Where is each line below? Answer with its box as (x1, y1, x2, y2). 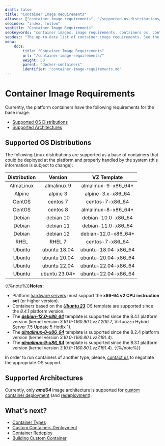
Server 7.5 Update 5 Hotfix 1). (12, 324, 72, 330)
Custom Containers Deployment (12, 425, 78, 431)
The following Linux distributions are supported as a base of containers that (5, 151, 159, 158)
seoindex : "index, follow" (5, 21, 60, 26)
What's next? (5, 406, 47, 414)
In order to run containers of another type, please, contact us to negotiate (5, 354, 154, 360)
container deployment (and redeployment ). (5, 392, 92, 398)
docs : (14, 44, 26, 49)
